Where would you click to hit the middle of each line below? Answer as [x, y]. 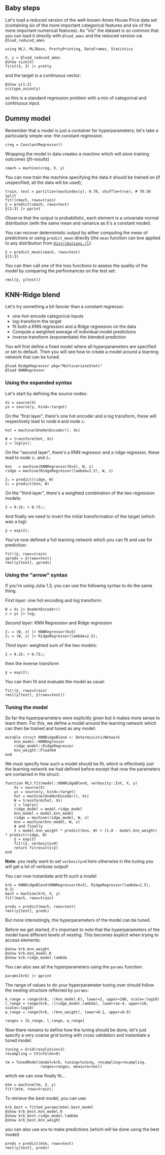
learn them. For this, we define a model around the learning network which [81, 723]
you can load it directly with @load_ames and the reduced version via [74, 35]
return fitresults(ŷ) [36, 848]
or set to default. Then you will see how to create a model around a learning [82, 352]
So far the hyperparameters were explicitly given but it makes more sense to [82, 718]
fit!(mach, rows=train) [30, 898]
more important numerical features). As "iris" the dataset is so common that [82, 30]
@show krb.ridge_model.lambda [36, 958]
